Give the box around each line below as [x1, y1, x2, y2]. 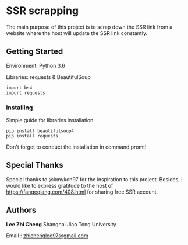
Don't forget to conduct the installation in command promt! [6, 143, 147, 150]
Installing [6, 103, 33, 112]
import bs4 [6, 85, 33, 91]
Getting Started [6, 47, 63, 57]
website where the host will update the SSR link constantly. [6, 29, 147, 36]
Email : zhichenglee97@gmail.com [6, 232, 88, 239]
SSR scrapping [6, 4, 79, 18]
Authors [6, 205, 37, 215]
